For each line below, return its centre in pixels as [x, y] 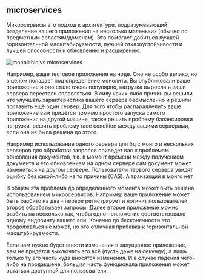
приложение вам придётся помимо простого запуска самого [86, 112]
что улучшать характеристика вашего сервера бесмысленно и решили [99, 100]
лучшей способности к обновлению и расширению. [74, 50]
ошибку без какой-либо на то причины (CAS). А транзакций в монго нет [100, 176]
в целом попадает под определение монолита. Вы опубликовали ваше [98, 80]
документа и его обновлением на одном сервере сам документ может [99, 163]
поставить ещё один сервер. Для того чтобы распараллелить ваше [94, 106]
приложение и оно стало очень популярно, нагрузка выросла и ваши [96, 87]
